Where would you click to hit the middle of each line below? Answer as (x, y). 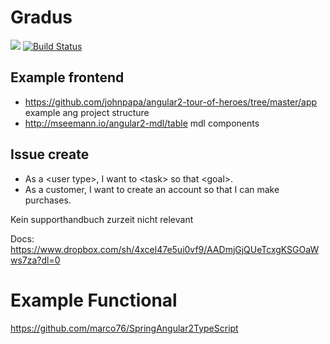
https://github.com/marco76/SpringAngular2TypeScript (124, 328)
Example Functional (94, 300)
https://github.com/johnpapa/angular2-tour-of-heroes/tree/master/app (171, 102)
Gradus (41, 17)
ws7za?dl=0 (35, 260)
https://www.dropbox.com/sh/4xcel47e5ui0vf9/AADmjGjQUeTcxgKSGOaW (165, 249)
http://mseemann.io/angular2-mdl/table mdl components (142, 123)
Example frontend (67, 77)
